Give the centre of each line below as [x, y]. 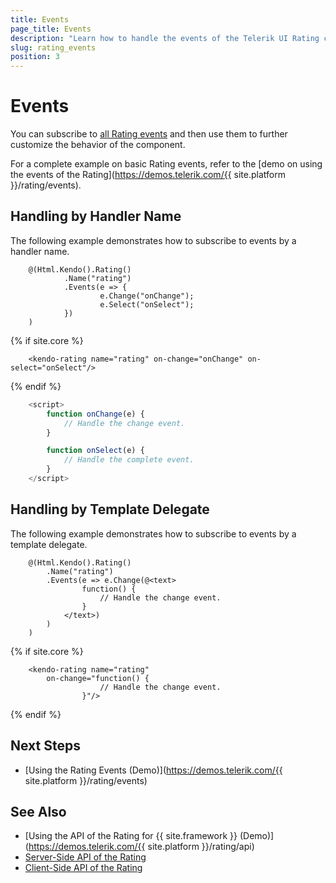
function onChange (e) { [95, 414]
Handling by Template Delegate [110, 509]
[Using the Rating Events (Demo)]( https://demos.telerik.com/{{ [153, 770]
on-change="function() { [98, 678]
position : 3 [35, 57]
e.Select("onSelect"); [147, 304]
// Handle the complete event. [129, 460]
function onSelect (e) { [95, 451]
